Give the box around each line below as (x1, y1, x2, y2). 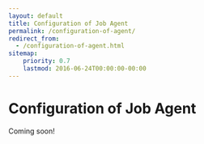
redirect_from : (8, 34, 60, 43)
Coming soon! (8, 126, 55, 136)
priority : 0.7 (23, 57, 70, 66)
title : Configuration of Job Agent (8, 19, 129, 28)
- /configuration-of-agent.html (15, 42, 125, 50)
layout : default (8, 11, 63, 20)
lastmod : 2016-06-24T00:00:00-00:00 (23, 65, 147, 73)
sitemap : (8, 49, 38, 57)
